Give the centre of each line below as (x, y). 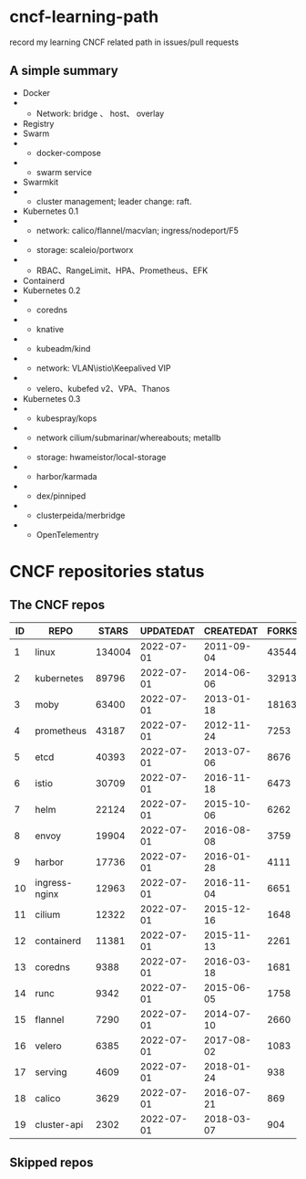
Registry (38, 123)
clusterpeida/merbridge (81, 515)
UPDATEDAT (168, 630)
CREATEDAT (231, 630)
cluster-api (59, 1124)
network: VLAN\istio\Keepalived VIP (103, 368)
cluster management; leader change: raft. (114, 201)
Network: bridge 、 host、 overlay (100, 113)
